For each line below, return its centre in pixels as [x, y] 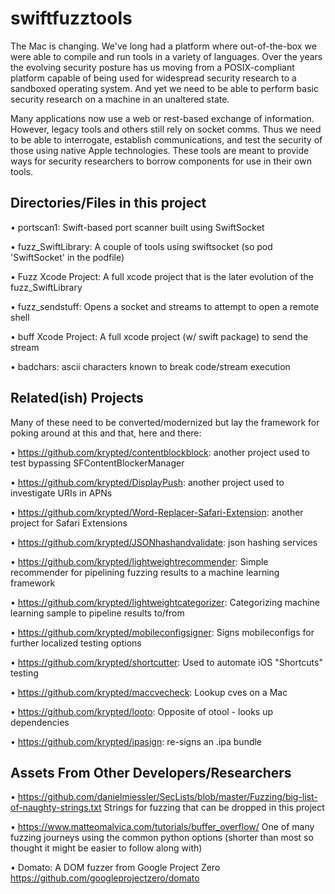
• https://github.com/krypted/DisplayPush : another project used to [147, 482]
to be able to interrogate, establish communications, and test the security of [166, 139]
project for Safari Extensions [69, 523]
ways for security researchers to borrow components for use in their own [161, 161]
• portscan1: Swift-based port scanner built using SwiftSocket [137, 227]
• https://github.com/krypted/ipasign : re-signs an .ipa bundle [136, 741]
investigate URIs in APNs [61, 493]
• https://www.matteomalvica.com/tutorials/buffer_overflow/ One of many [162, 827]
